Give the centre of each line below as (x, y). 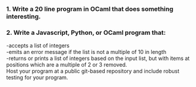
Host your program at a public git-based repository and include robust (93, 71)
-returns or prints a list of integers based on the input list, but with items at (98, 58)
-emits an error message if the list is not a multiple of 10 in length (86, 52)
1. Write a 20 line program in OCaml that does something (90, 9)
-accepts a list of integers (38, 46)
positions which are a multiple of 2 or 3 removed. (67, 65)
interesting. (23, 16)
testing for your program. (37, 77)
